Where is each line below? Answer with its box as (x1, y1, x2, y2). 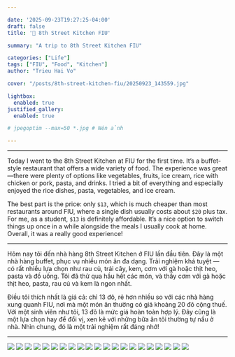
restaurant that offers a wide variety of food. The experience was (22, 164, 211, 173)
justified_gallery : (7, 105, 64, 112)
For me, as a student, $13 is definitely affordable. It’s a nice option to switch (7, 214, 224, 224)
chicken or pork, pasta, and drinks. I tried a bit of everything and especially (7, 179, 224, 187)
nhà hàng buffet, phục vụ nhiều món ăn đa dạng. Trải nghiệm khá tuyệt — (7, 257, 220, 265)
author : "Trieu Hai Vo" (7, 68, 77, 75)
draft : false (7, 22, 45, 30)
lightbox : (7, 92, 36, 100)
